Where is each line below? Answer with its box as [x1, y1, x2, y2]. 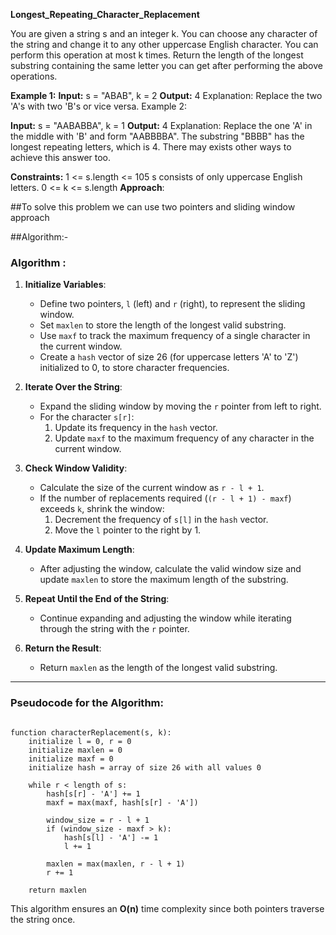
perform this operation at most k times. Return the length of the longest [10, 49, 304, 61]
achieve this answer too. [10, 152, 112, 163]
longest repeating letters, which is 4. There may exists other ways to [10, 141, 292, 153]
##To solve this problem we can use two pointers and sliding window [10, 201, 296, 213]
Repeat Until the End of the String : [24, 593, 170, 605]
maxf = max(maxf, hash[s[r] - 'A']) [46, 797, 199, 808]
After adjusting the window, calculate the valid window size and [39, 563, 302, 575]
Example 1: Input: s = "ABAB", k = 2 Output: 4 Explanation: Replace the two [10, 90, 323, 101]
